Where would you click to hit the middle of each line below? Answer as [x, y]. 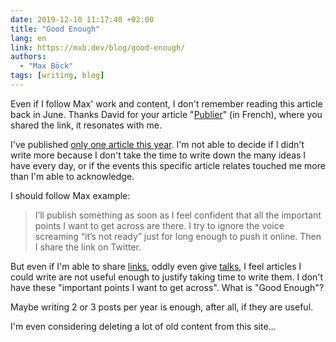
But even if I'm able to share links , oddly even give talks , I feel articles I [156, 266]
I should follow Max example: [70, 195]
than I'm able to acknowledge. [72, 176]
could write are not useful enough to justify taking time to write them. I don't [167, 277]
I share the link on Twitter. [88, 247]
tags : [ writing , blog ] [57, 76]
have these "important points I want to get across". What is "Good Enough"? [167, 287]
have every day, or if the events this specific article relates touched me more [168, 165]
